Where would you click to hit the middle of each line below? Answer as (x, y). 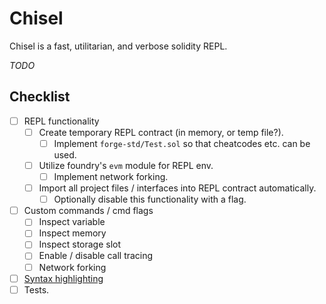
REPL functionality (61, 121)
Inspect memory (72, 233)
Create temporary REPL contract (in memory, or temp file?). (161, 132)
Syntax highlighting (63, 278)
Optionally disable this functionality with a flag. (150, 199)
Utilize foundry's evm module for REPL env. (126, 165)
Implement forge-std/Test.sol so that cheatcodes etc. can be (182, 143)
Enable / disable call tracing (96, 256)
